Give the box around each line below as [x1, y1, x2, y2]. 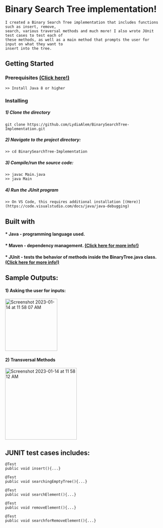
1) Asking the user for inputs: [5, 287, 66, 294]
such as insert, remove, [5, 24, 56, 29]
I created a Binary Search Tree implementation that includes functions [5, 20, 159, 25]
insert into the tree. [5, 46, 52, 51]
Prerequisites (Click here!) [5, 75, 70, 81]
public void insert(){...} [5, 466, 61, 471]
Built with [5, 217, 35, 226]
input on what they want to [5, 41, 63, 47]
